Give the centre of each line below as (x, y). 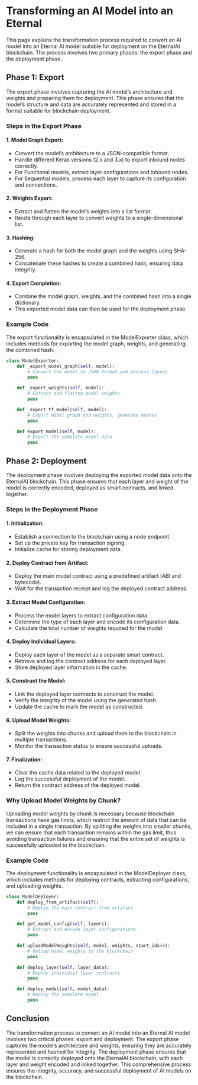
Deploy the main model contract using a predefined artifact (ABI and (98, 576)
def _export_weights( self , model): (61, 388)
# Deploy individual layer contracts (74, 973)
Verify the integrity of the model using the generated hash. (86, 700)
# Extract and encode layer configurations (82, 929)
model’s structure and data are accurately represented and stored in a (91, 104)
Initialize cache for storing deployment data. (68, 549)
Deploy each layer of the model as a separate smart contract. (89, 654)
